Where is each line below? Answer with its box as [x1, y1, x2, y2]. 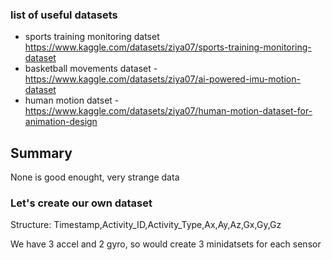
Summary [10, 144, 73, 162]
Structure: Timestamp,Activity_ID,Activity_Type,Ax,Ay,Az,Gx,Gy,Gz [10, 219, 282, 231]
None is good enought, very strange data [10, 171, 180, 183]
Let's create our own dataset [10, 196, 153, 210]
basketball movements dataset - [24, 63, 158, 75]
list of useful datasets [10, 8, 118, 22]
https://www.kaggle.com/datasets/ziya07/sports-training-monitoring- [24, 41, 312, 53]
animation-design [24, 116, 98, 128]
